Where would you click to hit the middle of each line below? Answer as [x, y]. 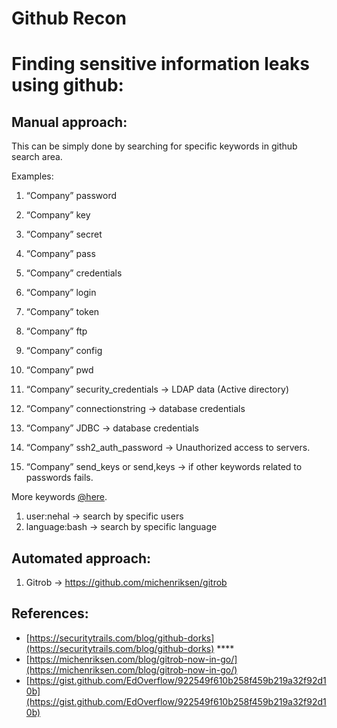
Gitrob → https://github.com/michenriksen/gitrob [126, 582]
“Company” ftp [56, 331]
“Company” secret [64, 234]
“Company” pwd [59, 370]
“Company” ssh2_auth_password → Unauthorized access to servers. [168, 448]
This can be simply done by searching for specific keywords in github [154, 146]
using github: [67, 85]
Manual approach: [69, 122]
